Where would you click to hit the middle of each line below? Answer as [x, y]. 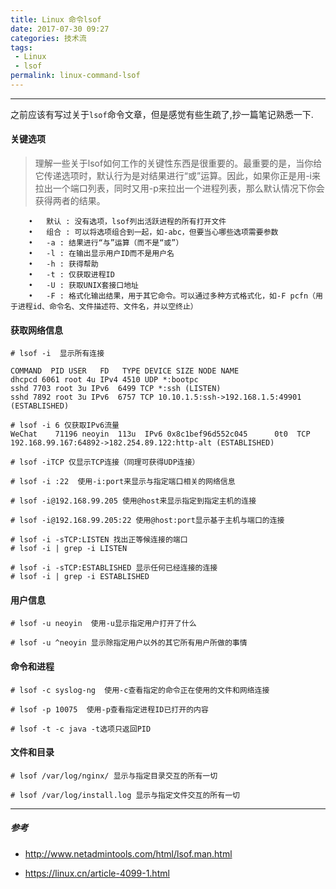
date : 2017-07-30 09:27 [60, 29]
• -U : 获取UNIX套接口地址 [83, 286]
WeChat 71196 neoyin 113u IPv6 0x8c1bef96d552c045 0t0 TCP [160, 434]
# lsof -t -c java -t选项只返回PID [81, 729]
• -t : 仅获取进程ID [71, 275]
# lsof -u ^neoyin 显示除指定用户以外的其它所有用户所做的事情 [129, 643]
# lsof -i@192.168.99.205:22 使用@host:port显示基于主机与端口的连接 [147, 521]
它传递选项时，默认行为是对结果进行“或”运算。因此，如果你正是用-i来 [177, 176]
